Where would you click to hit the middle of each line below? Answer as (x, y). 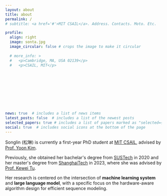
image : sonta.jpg (28, 42)
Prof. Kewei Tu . (21, 168)
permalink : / (19, 19)
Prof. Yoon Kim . (21, 148)
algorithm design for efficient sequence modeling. (56, 188)
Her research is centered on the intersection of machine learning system (80, 178)
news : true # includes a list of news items (53, 113)
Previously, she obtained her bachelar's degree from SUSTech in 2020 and (82, 157)
